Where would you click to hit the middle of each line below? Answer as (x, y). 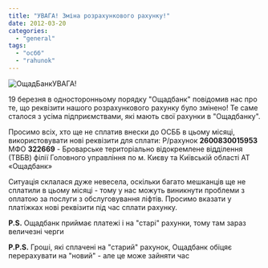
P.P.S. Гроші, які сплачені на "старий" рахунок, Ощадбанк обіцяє (120, 247)
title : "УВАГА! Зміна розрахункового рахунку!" (89, 16)
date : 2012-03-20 (37, 23)
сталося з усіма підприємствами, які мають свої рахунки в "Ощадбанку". (134, 116)
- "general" (36, 38)
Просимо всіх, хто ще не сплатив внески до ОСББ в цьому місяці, (122, 132)
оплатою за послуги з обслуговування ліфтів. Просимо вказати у (120, 199)
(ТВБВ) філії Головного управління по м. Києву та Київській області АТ (129, 157)
